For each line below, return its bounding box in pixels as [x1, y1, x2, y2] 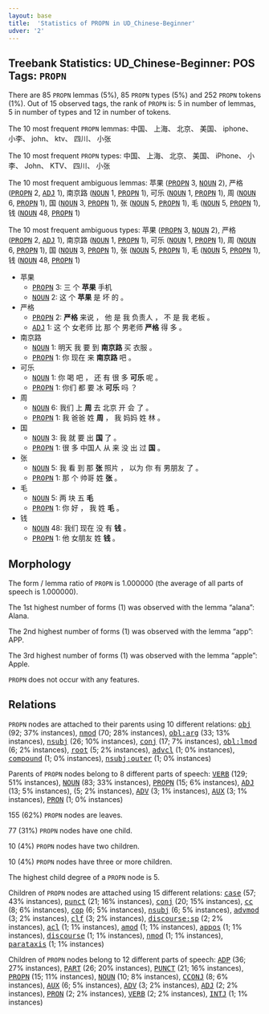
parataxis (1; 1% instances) [8, 939, 104, 948]
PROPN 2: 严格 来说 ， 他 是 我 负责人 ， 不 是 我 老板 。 [31, 312, 214, 322]
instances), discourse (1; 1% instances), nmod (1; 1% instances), [8, 931, 223, 940]
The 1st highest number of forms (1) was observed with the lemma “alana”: [8, 603, 255, 612]
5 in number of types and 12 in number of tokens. [8, 108, 171, 117]
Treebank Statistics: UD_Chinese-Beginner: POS [8, 56, 255, 70]
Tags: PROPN [8, 69, 67, 83]
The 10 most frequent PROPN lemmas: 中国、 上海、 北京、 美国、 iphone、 [8, 124, 253, 133]
